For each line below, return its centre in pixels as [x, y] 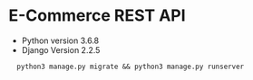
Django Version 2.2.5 [61, 49]
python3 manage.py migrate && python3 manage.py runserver [131, 67]
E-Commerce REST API [97, 16]
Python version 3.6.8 [60, 40]
